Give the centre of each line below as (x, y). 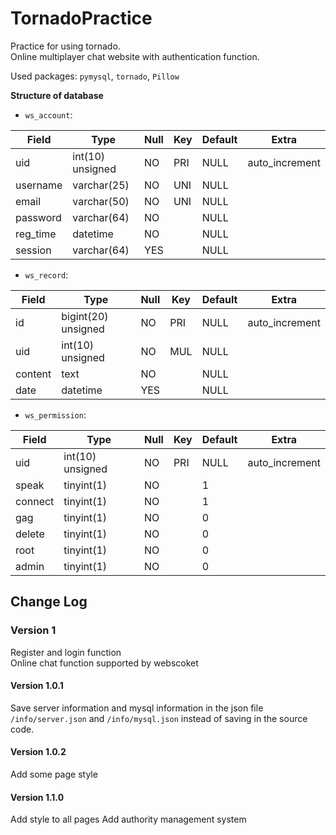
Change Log (49, 602)
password (38, 217)
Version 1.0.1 (37, 686)
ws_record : (46, 274)
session (33, 250)
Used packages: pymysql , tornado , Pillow (95, 76)
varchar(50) (101, 201)
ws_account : (48, 114)
